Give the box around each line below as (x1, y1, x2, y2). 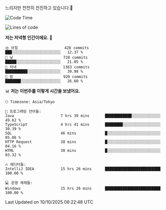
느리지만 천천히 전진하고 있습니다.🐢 (5, 5, 73, 10)
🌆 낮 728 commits (5, 55, 88, 60)
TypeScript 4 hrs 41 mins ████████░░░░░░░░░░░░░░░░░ (5, 122, 161, 127)
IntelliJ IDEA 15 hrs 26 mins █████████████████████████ (5, 166, 161, 171)
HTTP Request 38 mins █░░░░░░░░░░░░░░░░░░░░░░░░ (5, 140, 161, 144)
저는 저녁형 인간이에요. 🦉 (5, 35, 53, 40)
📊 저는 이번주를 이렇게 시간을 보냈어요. (5, 88, 81, 94)
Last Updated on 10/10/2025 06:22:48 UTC (5, 199, 93, 205)
